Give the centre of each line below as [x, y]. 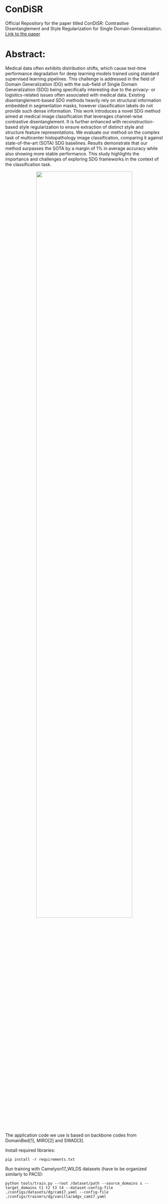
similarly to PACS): [24, 1174]
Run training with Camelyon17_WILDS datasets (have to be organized [76, 1169]
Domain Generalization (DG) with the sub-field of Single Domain [71, 84]
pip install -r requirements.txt [40, 1159]
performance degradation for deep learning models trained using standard [82, 73]
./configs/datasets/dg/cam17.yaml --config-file [57, 1192]
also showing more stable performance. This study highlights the [72, 153]
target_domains [21, 1188]
